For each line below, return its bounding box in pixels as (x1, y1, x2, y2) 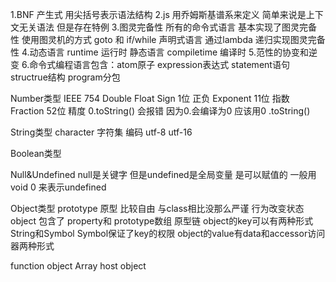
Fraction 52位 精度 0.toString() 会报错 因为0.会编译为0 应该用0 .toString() (10, 105, 311, 117)
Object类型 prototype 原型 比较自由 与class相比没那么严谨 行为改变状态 (10, 203, 305, 214)
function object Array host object (10, 260, 147, 272)
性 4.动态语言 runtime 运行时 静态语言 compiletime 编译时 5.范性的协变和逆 (10, 46, 318, 58)
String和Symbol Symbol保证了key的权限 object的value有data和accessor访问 (10, 228, 326, 239)
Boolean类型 (10, 148, 62, 159)
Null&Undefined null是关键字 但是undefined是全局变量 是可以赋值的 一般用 (10, 169, 317, 180)
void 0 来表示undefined (10, 181, 107, 193)
